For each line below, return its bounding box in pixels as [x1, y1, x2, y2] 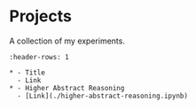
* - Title [9, 68, 46, 77]
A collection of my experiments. [9, 35, 126, 46]
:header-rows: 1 [9, 52, 69, 61]
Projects [9, 6, 73, 27]
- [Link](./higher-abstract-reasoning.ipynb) [17, 91, 189, 100]
